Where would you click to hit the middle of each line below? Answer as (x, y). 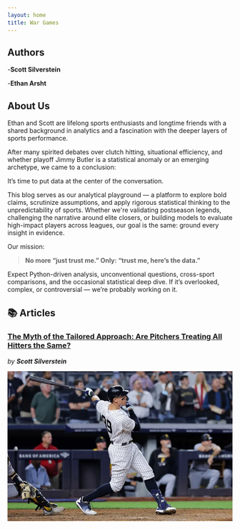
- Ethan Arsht (27, 84)
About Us (29, 106)
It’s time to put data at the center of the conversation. (86, 181)
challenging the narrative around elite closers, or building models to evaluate (120, 218)
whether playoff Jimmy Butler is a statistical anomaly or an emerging (108, 160)
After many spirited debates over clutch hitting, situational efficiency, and (115, 152)
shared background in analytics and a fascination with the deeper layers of (117, 131)
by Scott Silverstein (37, 361)
